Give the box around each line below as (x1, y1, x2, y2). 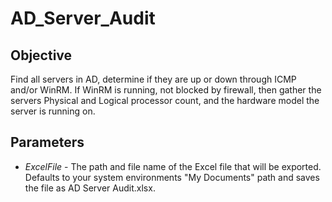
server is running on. (10, 105, 96, 117)
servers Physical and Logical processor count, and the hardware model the (10, 95, 320, 106)
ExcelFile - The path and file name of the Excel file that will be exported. (24, 160, 322, 172)
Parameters (10, 134, 85, 151)
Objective (10, 47, 73, 64)
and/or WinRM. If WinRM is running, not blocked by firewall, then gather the (10, 84, 322, 96)
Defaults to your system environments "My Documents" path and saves (24, 171, 320, 183)
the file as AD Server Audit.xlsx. (24, 182, 156, 194)
